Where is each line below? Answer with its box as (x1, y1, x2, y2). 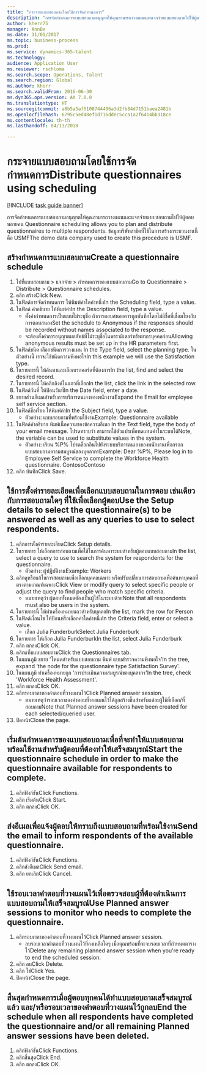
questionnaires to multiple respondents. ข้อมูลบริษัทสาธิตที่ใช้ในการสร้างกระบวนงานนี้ (7, 227, 198, 235)
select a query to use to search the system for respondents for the (15, 554, 183, 561)
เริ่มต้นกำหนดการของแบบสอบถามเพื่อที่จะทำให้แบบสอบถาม (7, 734, 183, 745)
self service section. (15, 400, 67, 407)
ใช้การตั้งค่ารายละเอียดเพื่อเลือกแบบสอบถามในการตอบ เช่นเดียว (7, 486, 196, 496)
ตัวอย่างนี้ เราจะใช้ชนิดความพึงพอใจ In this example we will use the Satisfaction (15, 353, 195, 360)
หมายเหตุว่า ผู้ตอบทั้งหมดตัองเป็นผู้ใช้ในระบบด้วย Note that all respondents (24, 594, 186, 601)
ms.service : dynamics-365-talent (7, 49, 92, 55)
